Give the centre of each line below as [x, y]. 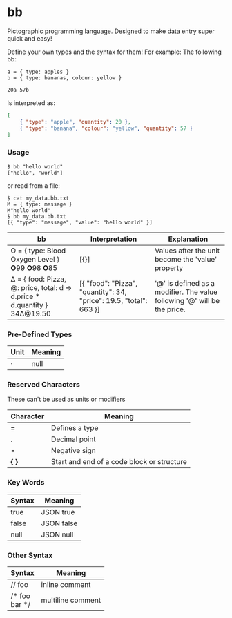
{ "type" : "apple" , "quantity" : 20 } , [75, 122]
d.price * [25, 296]
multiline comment [71, 600]
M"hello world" [29, 210]
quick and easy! [30, 38]
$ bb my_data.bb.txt [37, 216]
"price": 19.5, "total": [113, 300]
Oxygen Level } [35, 259]
